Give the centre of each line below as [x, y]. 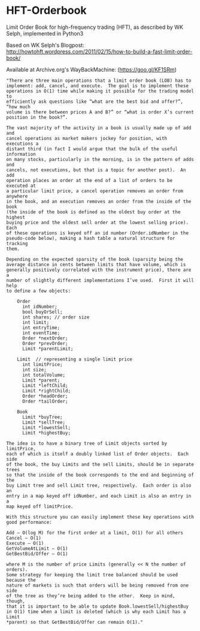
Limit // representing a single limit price [75, 359]
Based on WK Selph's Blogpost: [46, 45]
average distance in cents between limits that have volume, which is [96, 264]
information [21, 154]
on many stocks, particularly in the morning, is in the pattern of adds [100, 159]
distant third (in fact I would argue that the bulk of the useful [92, 149]
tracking [17, 243]
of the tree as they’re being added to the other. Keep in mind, [91, 596]
